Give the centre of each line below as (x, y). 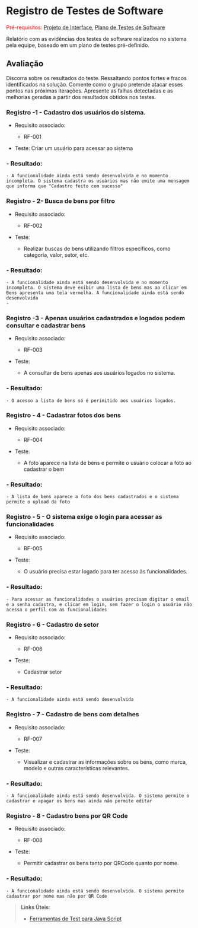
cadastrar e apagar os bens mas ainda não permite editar (79, 801)
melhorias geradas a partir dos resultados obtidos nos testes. (81, 97)
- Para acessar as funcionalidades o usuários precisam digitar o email (98, 599)
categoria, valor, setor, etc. (56, 255)
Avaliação (25, 64)
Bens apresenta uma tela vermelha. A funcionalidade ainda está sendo (95, 293)
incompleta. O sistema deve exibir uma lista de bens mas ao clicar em (96, 288)
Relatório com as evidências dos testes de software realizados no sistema (96, 39)
